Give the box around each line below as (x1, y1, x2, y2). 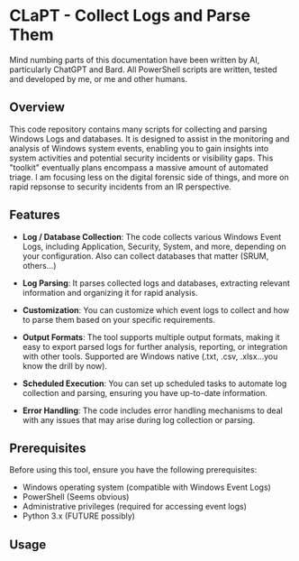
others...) (22, 260, 57, 271)
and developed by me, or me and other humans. (9, 73, 187, 84)
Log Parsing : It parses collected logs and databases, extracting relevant (22, 277, 291, 289)
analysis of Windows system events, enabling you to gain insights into (9, 143, 269, 153)
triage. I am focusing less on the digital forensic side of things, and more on (9, 171, 290, 182)
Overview (9, 100, 66, 115)
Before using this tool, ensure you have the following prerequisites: (9, 464, 258, 475)
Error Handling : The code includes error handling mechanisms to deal (22, 405, 284, 416)
